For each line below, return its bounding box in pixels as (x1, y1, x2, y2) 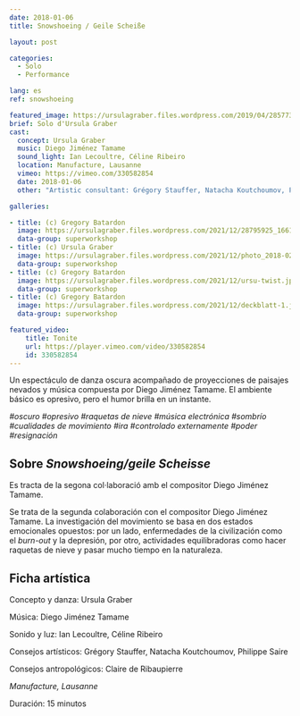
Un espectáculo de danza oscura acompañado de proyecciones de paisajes (9, 375, 289, 385)
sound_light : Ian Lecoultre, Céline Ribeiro (17, 153, 186, 162)
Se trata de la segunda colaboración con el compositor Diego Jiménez (9, 507, 268, 518)
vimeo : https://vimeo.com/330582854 (17, 169, 154, 178)
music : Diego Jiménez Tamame (17, 144, 126, 153)
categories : (9, 54, 54, 63)
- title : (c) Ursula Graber (9, 243, 114, 252)
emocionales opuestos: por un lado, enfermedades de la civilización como (9, 526, 283, 536)
